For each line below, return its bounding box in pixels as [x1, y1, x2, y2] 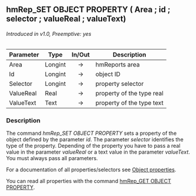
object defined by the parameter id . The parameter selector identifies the [6, 135, 184, 143]
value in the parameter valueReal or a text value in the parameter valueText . [6, 148, 190, 155]
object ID [95, 70, 121, 78]
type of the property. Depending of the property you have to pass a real [6, 142, 181, 149]
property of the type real [95, 89, 164, 97]
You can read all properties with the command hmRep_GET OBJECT [6, 177, 171, 184]
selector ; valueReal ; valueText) [6, 14, 126, 24]
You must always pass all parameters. [6, 154, 99, 161]
